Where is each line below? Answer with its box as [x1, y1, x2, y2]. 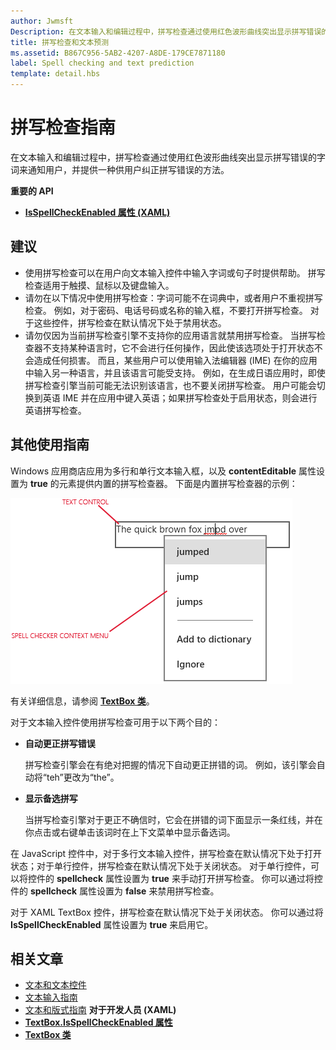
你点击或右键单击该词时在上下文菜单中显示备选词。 [24, 826, 236, 838]
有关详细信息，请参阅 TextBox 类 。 [10, 695, 155, 707]
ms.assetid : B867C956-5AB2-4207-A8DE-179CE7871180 [10, 48, 226, 58]
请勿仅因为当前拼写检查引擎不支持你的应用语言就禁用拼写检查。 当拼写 [24, 329, 317, 341]
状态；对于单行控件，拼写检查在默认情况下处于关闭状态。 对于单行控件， [10, 860, 311, 872]
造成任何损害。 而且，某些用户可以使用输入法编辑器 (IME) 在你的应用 [33, 354, 318, 366]
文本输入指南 [24, 991, 78, 1004]
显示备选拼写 [24, 792, 78, 804]
